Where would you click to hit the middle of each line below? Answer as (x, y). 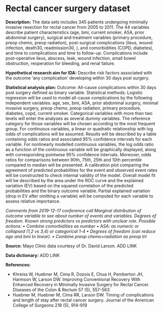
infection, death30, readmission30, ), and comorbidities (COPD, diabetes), (80, 48)
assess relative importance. (33, 201)
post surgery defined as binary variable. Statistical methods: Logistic (74, 92)
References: (18, 265)
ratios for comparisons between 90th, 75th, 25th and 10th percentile (74, 160)
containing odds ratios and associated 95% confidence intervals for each (79, 139)
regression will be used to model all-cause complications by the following (79, 97)
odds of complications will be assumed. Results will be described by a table (81, 134)
